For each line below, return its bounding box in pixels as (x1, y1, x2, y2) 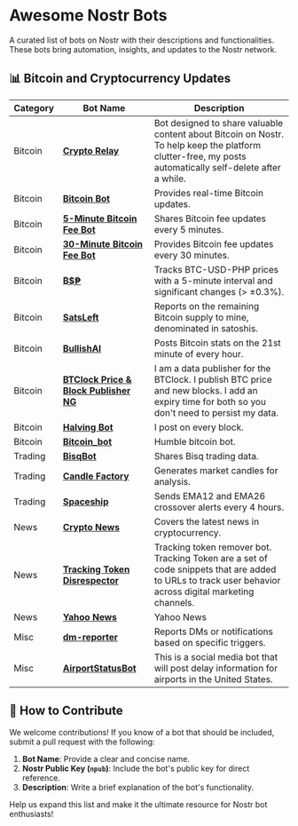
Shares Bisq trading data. (153, 449, 259, 462)
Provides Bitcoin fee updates (153, 237, 274, 250)
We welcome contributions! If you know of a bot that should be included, (9, 727, 275, 737)
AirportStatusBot (62, 662, 137, 674)
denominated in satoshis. (153, 322, 259, 334)
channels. (153, 596, 195, 608)
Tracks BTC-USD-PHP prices (153, 263, 279, 275)
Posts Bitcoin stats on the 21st (153, 337, 281, 349)
